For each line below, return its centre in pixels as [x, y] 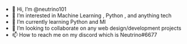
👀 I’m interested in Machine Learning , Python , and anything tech [92, 15]
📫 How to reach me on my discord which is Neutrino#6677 [84, 35]
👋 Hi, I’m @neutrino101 [39, 9]
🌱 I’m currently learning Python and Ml [58, 22]
